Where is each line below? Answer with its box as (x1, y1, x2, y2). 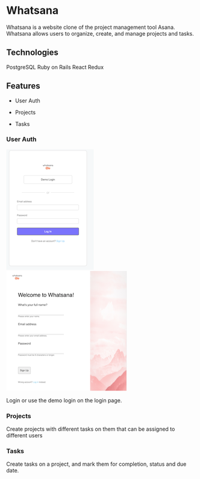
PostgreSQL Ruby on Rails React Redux (6, 63, 104, 70)
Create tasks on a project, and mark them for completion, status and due (6, 460, 187, 468)
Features (6, 81, 40, 91)
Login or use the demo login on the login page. (6, 396, 122, 404)
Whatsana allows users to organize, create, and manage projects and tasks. (6, 30, 195, 37)
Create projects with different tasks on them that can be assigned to (6, 425, 175, 433)
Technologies (6, 48, 59, 58)
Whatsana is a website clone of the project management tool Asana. (6, 23, 176, 31)
